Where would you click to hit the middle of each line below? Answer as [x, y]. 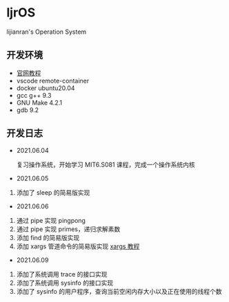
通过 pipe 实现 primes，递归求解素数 [68, 229]
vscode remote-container [53, 80]
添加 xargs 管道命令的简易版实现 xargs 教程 [78, 246]
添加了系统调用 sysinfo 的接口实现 [65, 283]
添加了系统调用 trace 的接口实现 [62, 274]
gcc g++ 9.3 [34, 95]
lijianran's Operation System [47, 32]
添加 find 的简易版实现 [48, 237]
